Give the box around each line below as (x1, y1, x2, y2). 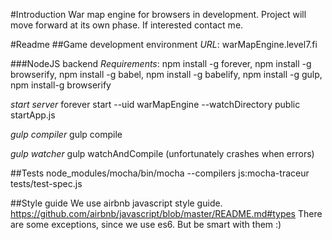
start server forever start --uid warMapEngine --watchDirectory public (10, 99, 301, 110)
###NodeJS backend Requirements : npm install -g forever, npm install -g (10, 58, 312, 69)
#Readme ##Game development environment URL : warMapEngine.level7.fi (10, 39, 318, 50)
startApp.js (10, 109, 56, 121)
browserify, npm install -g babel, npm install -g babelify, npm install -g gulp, (10, 69, 323, 80)
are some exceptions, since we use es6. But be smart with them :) (10, 219, 282, 230)
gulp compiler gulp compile (10, 129, 123, 140)
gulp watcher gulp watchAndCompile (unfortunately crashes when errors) (10, 148, 315, 159)
